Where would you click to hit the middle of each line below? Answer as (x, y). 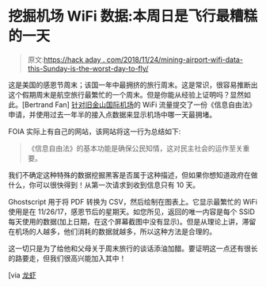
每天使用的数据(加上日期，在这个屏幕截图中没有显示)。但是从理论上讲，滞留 (132, 221)
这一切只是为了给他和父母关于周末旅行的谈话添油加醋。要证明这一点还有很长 (133, 248)
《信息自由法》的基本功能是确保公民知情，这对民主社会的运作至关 (135, 148)
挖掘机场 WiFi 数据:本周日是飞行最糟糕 (133, 16)
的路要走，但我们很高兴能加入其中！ (67, 258)
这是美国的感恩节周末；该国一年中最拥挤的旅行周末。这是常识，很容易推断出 (133, 85)
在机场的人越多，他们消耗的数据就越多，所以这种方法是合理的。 (112, 232)
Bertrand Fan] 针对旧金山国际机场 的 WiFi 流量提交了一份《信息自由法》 (141, 105)
